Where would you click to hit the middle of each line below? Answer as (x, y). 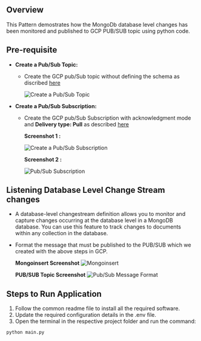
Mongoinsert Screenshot (47, 263)
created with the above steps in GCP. (61, 252)
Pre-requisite (32, 50)
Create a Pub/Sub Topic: (46, 64)
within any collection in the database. (61, 233)
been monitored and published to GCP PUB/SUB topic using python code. (98, 31)
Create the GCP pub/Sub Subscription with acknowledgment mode (107, 118)
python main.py (25, 333)
